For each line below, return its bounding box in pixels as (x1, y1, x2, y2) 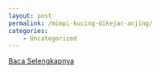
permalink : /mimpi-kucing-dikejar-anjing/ (8, 19, 153, 27)
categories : (8, 27, 48, 35)
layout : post (8, 11, 52, 20)
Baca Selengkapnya (8, 56, 75, 66)
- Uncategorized (23, 34, 78, 43)
